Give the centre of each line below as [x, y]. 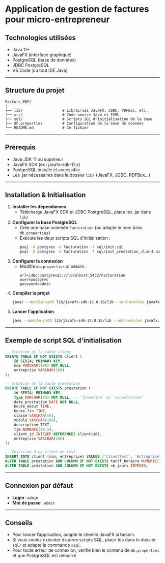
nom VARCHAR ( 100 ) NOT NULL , [42, 366]
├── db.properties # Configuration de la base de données [74, 123]
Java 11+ [21, 49]
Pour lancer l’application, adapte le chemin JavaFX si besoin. [74, 534]
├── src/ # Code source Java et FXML [62, 115]
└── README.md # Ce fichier [47, 127]
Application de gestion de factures [77, 9]
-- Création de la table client [38, 352]
